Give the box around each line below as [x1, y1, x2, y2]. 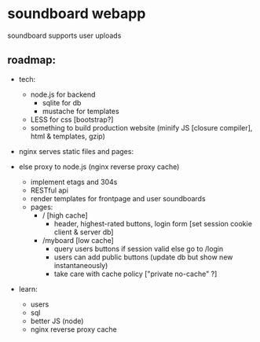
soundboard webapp [7, 5, 146, 23]
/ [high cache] [42, 210, 88, 220]
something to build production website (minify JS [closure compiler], [30, 123, 253, 132]
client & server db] [53, 227, 114, 237]
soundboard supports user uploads [7, 31, 122, 40]
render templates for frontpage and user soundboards [30, 193, 206, 203]
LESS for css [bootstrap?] [30, 115, 114, 124]
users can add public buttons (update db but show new [53, 252, 233, 262]
